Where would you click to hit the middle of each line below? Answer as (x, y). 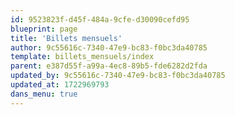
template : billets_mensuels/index (82, 57)
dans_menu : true (44, 94)
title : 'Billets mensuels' (66, 38)
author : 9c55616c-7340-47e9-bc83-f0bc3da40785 (109, 47)
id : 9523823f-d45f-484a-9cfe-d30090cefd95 (100, 19)
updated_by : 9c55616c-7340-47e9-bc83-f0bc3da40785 (118, 76)
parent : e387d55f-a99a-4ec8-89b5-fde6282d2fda (109, 66)
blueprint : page (44, 29)
